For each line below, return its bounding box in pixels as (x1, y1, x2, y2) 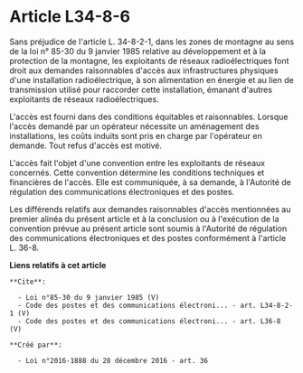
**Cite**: (9, 277, 47, 286)
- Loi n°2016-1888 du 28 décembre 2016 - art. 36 (17, 356, 208, 365)
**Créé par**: (9, 340, 63, 350)
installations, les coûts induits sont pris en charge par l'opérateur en (9, 130, 262, 141)
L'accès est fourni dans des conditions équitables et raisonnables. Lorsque (9, 111, 289, 122)
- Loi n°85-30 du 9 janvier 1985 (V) (17, 293, 160, 302)
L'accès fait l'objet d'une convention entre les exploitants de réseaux (9, 157, 265, 168)
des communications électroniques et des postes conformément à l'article (9, 232, 287, 243)
